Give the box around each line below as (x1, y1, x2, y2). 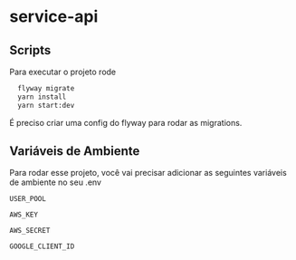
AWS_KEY (9, 210, 39, 219)
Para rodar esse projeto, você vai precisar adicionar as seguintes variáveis (9, 168, 287, 178)
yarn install (17, 92, 67, 101)
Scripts (9, 43, 52, 58)
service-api (9, 6, 99, 27)
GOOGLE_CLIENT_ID (9, 242, 75, 251)
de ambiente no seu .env (9, 177, 102, 188)
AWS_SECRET (9, 226, 51, 236)
